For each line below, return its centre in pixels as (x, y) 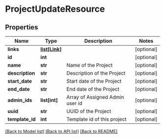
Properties (22, 27)
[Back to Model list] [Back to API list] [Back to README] (61, 131)
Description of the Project (96, 73)
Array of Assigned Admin (95, 97)
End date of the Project (93, 89)
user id (74, 103)
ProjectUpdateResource (55, 9)
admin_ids (20, 100)
